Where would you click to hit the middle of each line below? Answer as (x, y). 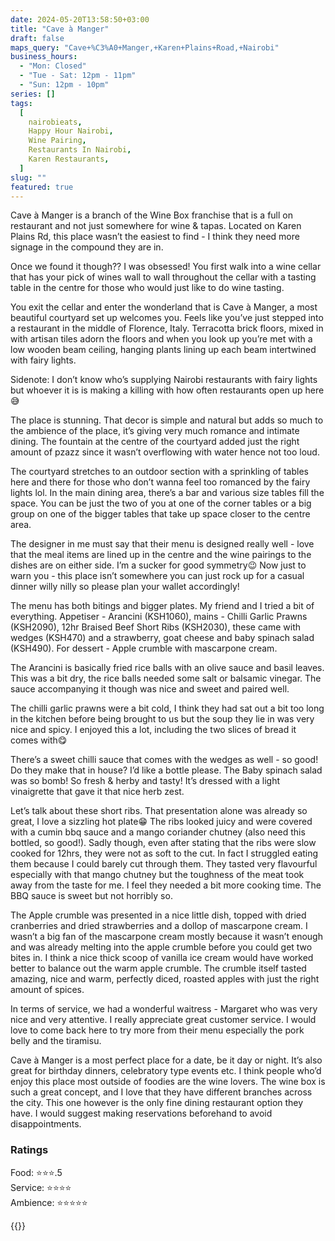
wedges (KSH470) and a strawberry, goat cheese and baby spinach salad (162, 638)
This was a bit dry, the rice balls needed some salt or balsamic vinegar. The (166, 678)
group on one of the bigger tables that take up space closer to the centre (160, 514)
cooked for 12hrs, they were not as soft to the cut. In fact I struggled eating (164, 853)
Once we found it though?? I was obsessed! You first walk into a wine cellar (166, 267)
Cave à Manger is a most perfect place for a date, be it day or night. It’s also (166, 1060)
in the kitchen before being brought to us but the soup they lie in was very (162, 719)
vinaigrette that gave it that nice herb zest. (97, 792)
